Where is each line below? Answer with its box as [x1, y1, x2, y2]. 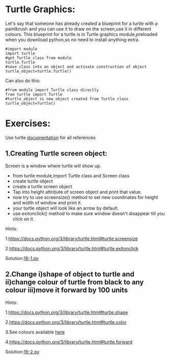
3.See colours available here [5, 329, 65, 335]
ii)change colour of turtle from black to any [5, 278, 144, 287]
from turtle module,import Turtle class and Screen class [12, 172, 130, 178]
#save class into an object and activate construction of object [5, 64, 147, 69]
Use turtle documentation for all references [5, 134, 96, 140]
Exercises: [5, 118, 51, 129]
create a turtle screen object [12, 183, 72, 189]
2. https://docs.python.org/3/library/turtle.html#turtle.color [5, 319, 127, 325]
